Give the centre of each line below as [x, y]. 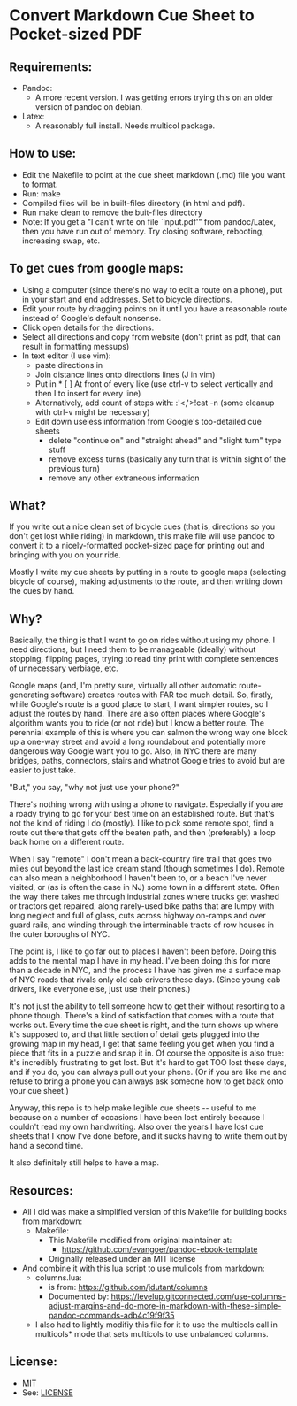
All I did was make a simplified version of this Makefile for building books [154, 1212]
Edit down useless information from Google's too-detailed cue [148, 421]
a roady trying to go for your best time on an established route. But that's [142, 814]
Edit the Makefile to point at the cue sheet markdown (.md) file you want [153, 174]
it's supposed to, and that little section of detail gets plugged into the [134, 1034]
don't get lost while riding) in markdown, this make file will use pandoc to [142, 536]
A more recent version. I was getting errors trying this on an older [154, 97]
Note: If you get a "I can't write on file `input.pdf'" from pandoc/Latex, [149, 221]
